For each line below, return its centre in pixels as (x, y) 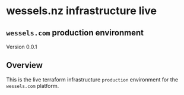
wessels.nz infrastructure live (82, 11)
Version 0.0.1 (22, 47)
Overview (25, 65)
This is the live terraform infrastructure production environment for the (92, 79)
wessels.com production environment (75, 33)
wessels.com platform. (33, 86)
